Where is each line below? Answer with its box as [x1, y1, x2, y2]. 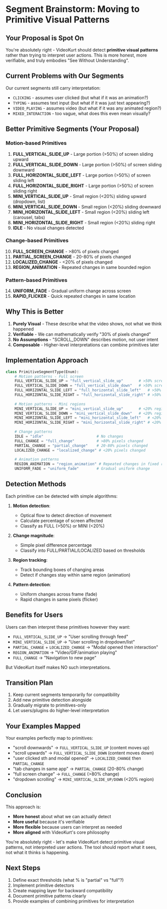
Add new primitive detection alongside [12, 697, 92, 703]
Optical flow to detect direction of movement [20, 512, 112, 518]
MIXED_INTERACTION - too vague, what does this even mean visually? [12, 110, 151, 116]
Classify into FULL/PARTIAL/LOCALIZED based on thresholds [20, 547, 145, 553]
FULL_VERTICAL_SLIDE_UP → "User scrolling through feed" [12, 634, 128, 640]
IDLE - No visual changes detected [12, 225, 84, 231]
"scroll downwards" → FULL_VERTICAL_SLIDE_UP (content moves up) [12, 745, 150, 751]
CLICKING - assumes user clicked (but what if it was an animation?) [12, 94, 149, 100]
